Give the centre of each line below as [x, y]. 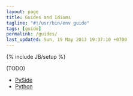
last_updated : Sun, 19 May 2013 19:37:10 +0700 [67, 40]
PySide [24, 80]
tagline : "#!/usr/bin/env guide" [48, 23]
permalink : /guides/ [32, 34]
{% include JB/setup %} [36, 57]
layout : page [22, 12]
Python [24, 86]
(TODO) [16, 68]
